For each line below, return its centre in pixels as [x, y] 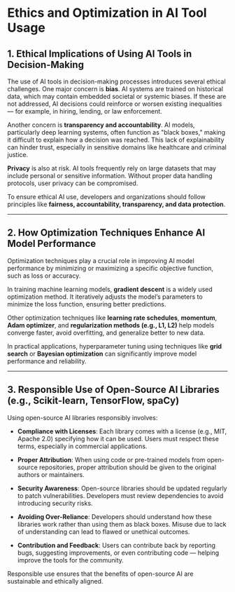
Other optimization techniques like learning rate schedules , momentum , [112, 318]
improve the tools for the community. [71, 560]
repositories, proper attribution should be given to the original [128, 467]
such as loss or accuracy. [44, 276]
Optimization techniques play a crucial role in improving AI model [101, 260]
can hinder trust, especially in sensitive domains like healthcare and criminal [117, 147]
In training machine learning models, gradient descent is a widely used [110, 289]
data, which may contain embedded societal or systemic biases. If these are [117, 96]
